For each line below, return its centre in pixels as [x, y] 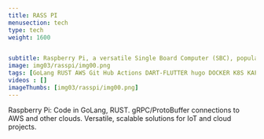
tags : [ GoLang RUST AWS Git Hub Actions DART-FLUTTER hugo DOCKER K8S [126, 73]
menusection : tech [38, 23]
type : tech [26, 30]
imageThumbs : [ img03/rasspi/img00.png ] [73, 87]
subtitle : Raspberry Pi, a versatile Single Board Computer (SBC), [121, 59]
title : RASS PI [33, 15]
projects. [22, 126]
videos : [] [27, 80]
